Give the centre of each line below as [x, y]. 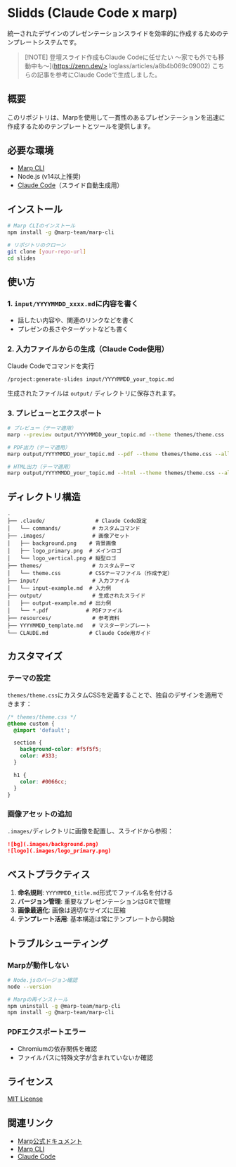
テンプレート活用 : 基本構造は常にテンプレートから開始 [96, 919]
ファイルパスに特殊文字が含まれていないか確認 [85, 1057]
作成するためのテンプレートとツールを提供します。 [81, 126]
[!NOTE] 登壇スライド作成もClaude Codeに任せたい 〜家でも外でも [121, 57]
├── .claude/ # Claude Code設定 [77, 521]
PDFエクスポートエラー [47, 1032]
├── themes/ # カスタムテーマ [71, 566]
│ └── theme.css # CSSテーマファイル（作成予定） [90, 574]
